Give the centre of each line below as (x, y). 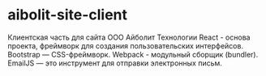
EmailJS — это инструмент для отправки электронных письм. (115, 63)
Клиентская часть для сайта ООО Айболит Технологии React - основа (129, 37)
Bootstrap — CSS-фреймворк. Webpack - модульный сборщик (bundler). (133, 54)
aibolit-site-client (67, 15)
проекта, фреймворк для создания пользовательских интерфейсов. (126, 45)
